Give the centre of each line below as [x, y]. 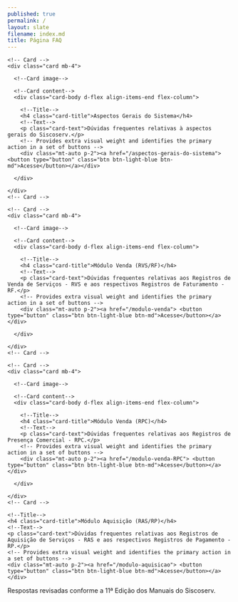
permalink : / [27, 21]
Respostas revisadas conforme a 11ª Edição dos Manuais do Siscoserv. [112, 591]
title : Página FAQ [35, 41]
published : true [31, 14]
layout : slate [29, 27]
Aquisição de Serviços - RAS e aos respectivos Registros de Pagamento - [119, 540]
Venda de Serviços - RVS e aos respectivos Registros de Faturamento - [116, 285]
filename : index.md [36, 34]
